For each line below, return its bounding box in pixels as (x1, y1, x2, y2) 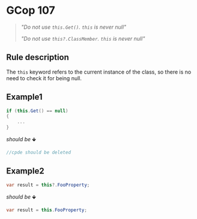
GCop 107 (6, 4, 55, 17)
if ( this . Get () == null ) (6, 108, 68, 114)
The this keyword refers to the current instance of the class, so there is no (6, 68, 192, 75)
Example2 (6, 166, 44, 177)
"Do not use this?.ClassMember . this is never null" (20, 35, 145, 42)
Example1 (6, 92, 43, 102)
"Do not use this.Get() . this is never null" (20, 23, 127, 31)
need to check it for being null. (6, 74, 82, 81)
